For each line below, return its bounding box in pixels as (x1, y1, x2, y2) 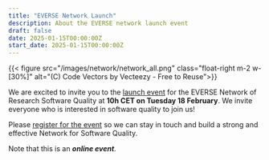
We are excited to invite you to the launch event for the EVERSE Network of (8, 87, 257, 97)
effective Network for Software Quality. (8, 129, 138, 138)
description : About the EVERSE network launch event (8, 19, 189, 27)
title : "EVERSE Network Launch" (8, 11, 116, 20)
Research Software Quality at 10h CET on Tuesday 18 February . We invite (8, 96, 253, 106)
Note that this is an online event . (8, 144, 116, 154)
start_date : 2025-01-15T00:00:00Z (8, 42, 124, 50)
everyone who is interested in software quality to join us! (8, 105, 195, 114)
